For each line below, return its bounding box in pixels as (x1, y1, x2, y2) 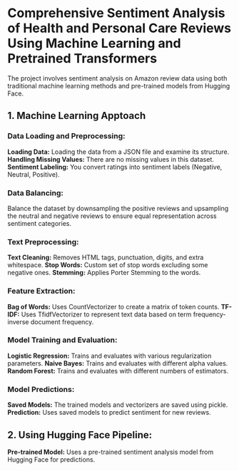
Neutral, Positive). (7, 170, 60, 179)
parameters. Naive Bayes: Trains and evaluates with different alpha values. (7, 358, 228, 368)
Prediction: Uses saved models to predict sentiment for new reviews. (7, 408, 212, 417)
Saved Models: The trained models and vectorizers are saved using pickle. (7, 400, 228, 409)
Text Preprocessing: (7, 237, 79, 247)
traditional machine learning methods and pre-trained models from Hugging (7, 81, 230, 90)
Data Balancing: (7, 187, 64, 197)
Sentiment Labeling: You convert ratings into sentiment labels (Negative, (7, 162, 223, 171)
